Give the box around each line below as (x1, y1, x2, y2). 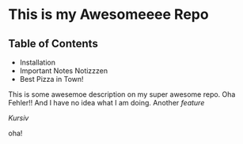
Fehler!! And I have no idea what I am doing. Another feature (8, 98, 205, 107)
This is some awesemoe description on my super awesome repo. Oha (8, 90, 236, 99)
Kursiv (8, 113, 29, 123)
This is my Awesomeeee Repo (8, 6, 209, 24)
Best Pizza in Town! (19, 75, 85, 83)
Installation (19, 57, 56, 67)
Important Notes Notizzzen (19, 66, 108, 76)
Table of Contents (8, 37, 99, 50)
